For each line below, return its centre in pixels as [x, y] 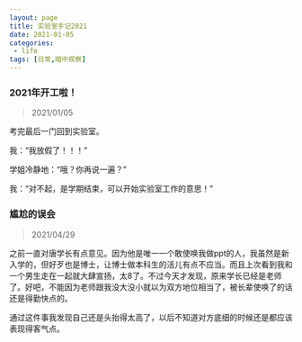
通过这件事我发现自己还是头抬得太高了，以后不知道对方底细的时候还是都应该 [151, 317]
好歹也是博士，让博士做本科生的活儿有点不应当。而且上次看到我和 [170, 264]
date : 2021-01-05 [42, 34]
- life [26, 51]
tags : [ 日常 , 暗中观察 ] [48, 59]
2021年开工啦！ [44, 93]
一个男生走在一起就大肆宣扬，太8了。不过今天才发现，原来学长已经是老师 [146, 275]
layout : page [34, 18]
